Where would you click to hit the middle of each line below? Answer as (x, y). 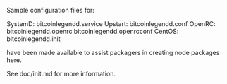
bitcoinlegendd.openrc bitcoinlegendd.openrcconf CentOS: (93, 31)
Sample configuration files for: (50, 10)
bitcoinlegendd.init (33, 39)
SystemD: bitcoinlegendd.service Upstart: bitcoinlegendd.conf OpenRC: (111, 24)
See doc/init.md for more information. (61, 74)
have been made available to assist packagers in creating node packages (113, 53)
